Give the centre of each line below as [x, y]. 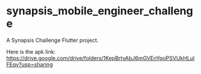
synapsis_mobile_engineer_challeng [100, 11]
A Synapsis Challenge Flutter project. [53, 40]
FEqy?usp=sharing [30, 64]
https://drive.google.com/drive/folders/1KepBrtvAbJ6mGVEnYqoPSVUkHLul [101, 58]
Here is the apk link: [31, 51]
